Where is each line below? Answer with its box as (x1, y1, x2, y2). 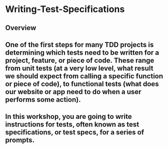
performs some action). (5, 95, 81, 104)
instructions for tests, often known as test (5, 120, 139, 129)
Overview (5, 24, 37, 32)
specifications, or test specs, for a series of (5, 128, 144, 136)
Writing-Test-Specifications (5, 4, 125, 15)
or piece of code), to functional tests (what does (5, 79, 159, 88)
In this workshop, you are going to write (5, 112, 132, 121)
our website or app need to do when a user (5, 87, 142, 96)
